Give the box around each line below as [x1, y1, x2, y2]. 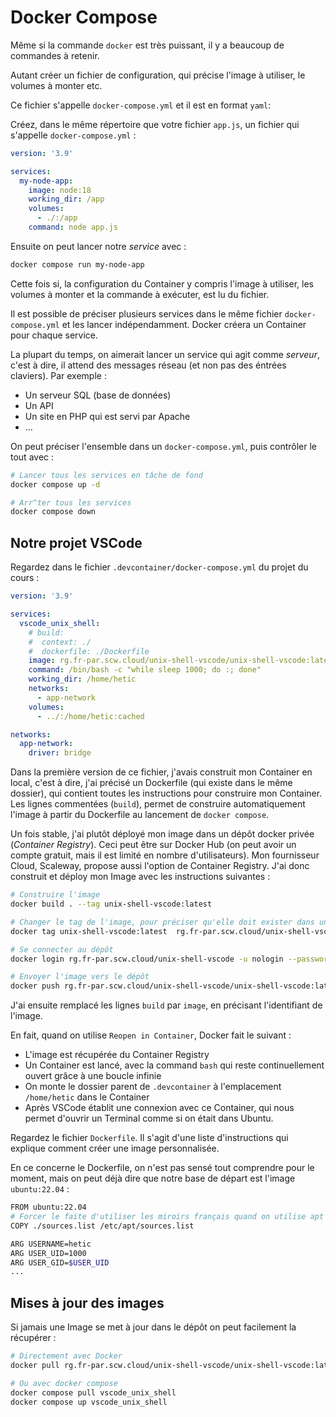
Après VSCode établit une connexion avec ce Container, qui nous [24, 1102, 295, 1114]
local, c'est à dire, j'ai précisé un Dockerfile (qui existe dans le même [10, 777, 293, 789]
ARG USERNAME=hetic [10, 1239, 92, 1249]
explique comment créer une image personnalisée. [10, 1142, 220, 1155]
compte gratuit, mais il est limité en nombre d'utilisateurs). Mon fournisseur [10, 849, 320, 861]
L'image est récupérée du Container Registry [24, 1049, 210, 1061]
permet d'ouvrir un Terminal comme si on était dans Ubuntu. [24, 1112, 274, 1125]
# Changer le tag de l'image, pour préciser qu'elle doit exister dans [10, 917, 315, 927]
